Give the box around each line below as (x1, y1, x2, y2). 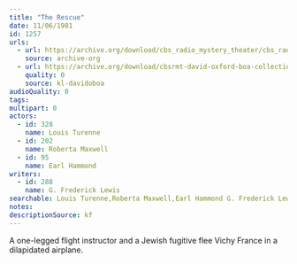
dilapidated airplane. (9, 245, 84, 255)
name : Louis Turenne (25, 128, 101, 137)
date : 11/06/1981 (9, 21, 73, 30)
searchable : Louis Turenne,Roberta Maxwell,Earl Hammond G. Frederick (9, 194, 275, 204)
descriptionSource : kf (9, 210, 93, 220)
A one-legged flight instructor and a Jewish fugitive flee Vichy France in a (9, 235, 278, 245)
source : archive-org (25, 54, 101, 63)
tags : (9, 95, 29, 105)
